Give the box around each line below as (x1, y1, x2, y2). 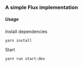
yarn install (5, 38, 32, 43)
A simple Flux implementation (5, 4, 78, 11)
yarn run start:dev (5, 56, 45, 61)
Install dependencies (5, 29, 48, 34)
